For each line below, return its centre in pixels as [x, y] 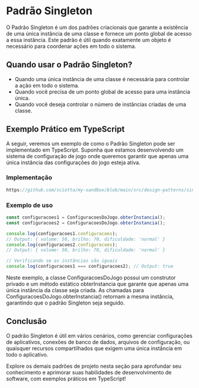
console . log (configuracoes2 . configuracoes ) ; [62, 245]
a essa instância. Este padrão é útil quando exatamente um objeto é [89, 40]
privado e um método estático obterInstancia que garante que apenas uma [97, 284]
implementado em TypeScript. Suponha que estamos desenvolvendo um [95, 150]
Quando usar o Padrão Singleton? [69, 65]
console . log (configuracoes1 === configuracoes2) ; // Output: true [90, 267]
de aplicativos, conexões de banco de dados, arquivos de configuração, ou [98, 342]
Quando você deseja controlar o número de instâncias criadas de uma [100, 104]
